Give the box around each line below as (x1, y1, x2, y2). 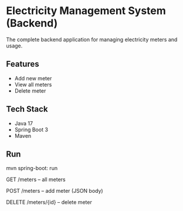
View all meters (14, 81, 52, 88)
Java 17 (14, 120, 33, 127)
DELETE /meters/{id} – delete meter (6, 199, 92, 206)
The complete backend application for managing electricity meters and (6, 36, 178, 43)
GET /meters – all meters (6, 176, 66, 183)
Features (6, 59, 39, 69)
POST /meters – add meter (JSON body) (6, 188, 104, 195)
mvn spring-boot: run (6, 165, 57, 172)
